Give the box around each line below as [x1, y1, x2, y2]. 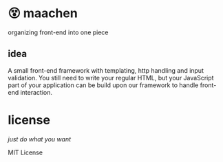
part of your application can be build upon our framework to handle [8, 81, 199, 89]
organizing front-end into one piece [8, 28, 109, 36]
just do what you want [8, 135, 72, 143]
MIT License [8, 148, 43, 157]
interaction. [20, 88, 53, 96]
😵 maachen [8, 5, 78, 21]
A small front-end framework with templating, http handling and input [8, 66, 204, 74]
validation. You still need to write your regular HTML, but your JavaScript [8, 73, 214, 82]
